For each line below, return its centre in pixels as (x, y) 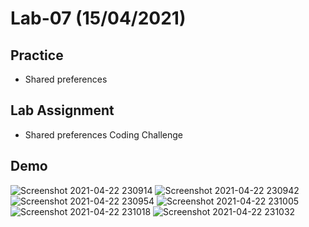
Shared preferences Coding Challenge (104, 134)
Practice (37, 55)
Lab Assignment (62, 110)
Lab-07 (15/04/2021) (98, 18)
